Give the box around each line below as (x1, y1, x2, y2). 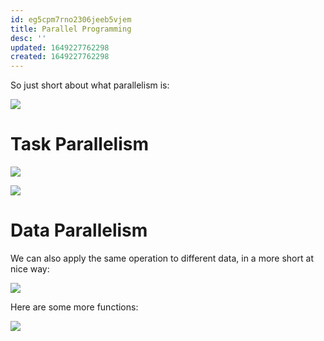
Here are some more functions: (10, 301, 139, 313)
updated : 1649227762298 (10, 42, 110, 53)
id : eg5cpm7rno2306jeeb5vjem (10, 14, 132, 25)
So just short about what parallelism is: (10, 79, 170, 91)
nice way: (10, 263, 50, 275)
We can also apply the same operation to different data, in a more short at (10, 252, 314, 264)
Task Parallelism (10, 133, 150, 156)
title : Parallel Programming (10, 24, 132, 34)
